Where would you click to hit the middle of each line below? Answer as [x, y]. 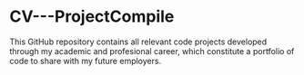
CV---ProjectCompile [92, 17]
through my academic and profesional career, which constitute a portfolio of [152, 51]
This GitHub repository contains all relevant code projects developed [138, 42]
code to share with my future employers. [86, 61]
